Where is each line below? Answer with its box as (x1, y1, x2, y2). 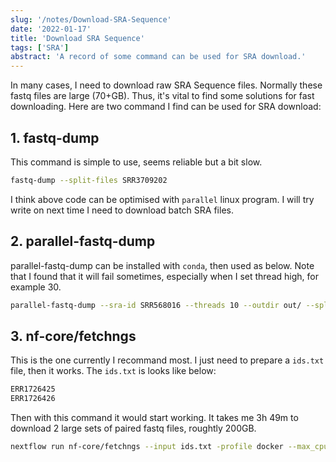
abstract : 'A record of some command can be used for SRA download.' (10, 52, 307, 62)
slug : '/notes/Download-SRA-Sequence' (10, 14, 172, 25)
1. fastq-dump (10, 129, 100, 146)
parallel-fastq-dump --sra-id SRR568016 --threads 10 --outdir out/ (10, 300, 302, 310)
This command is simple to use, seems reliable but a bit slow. (10, 156, 263, 168)
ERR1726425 (10, 384, 56, 395)
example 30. (10, 281, 62, 293)
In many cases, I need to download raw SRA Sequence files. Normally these (10, 79, 323, 91)
